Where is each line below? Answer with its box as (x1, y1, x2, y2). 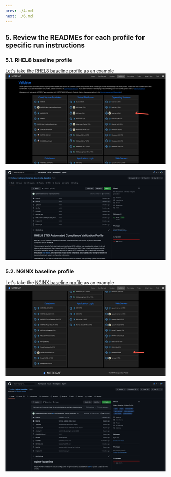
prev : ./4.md (5, 8, 33, 13)
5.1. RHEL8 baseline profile (5, 56, 72, 63)
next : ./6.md (5, 13, 33, 19)
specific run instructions (5, 41, 85, 49)
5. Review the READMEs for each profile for (5, 33, 145, 42)
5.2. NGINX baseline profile (5, 268, 74, 275)
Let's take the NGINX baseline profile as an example (5, 279, 115, 286)
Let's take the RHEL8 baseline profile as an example (5, 68, 115, 74)
